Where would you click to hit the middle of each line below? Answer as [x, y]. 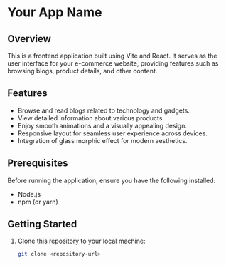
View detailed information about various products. [91, 118]
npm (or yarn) [38, 202]
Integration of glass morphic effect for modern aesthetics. [102, 140]
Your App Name [55, 12]
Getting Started [42, 224]
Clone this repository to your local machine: [81, 241]
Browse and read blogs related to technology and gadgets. [104, 110]
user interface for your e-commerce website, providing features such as [113, 63]
